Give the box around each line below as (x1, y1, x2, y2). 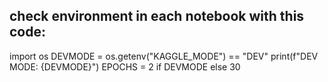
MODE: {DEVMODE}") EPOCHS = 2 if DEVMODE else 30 (9, 60, 241, 73)
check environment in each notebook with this (9, 8, 305, 25)
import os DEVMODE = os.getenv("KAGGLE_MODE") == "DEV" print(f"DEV (9, 50, 319, 62)
